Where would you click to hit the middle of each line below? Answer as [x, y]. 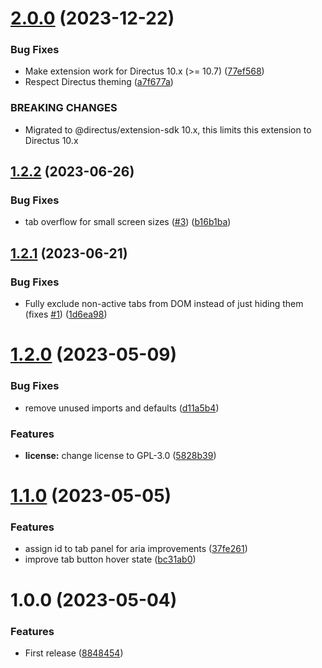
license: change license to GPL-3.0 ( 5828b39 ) [120, 455]
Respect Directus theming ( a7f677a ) [99, 82]
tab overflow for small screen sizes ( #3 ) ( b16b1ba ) [128, 222]
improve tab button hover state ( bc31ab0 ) [110, 559]
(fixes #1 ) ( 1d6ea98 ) [66, 314]
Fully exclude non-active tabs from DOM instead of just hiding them [164, 304]
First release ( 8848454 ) [74, 653]
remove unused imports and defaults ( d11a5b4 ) [122, 408]
